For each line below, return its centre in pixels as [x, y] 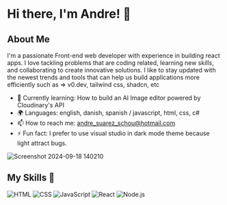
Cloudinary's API [41, 105]
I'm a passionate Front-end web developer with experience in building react [113, 55]
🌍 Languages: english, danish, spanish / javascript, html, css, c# [108, 113]
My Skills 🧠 [31, 178]
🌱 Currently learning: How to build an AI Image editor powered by [109, 98]
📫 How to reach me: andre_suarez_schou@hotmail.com [96, 123]
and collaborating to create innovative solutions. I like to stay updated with [112, 70]
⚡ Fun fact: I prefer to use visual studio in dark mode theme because [113, 133]
